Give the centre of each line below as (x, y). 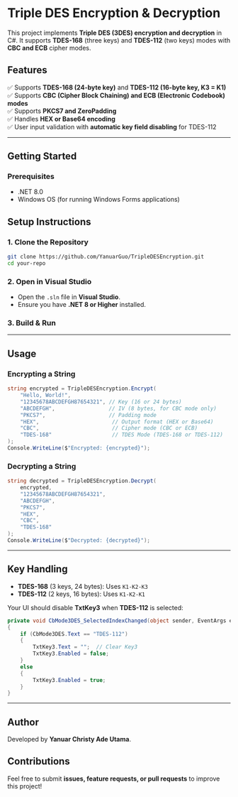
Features (27, 70)
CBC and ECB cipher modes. (49, 48)
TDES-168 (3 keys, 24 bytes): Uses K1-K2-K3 (83, 586)
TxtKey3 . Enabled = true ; (69, 680)
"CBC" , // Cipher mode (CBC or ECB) (109, 428)
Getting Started (42, 157)
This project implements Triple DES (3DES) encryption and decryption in (114, 33)
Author (23, 722)
